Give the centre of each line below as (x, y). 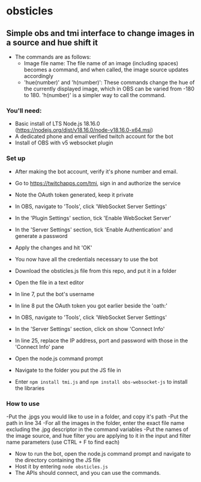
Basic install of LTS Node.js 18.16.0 (57, 123)
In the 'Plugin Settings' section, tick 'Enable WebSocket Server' (93, 218)
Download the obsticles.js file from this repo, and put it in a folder (96, 270)
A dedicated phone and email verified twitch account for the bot (94, 137)
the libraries (30, 388)
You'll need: (24, 110)
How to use (23, 403)
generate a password (41, 236)
